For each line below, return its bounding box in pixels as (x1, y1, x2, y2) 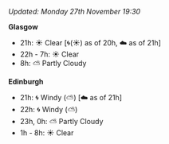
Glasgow (8, 22, 38, 31)
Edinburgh (8, 77, 44, 86)
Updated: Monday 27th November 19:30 (8, 7, 141, 16)
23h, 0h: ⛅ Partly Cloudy (19, 117, 104, 126)
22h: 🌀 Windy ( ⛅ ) (19, 105, 78, 114)
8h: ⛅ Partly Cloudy (19, 59, 87, 68)
